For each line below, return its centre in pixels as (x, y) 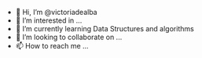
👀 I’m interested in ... (49, 20)
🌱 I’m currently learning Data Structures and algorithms (105, 29)
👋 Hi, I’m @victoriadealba (56, 12)
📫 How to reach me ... (52, 46)
